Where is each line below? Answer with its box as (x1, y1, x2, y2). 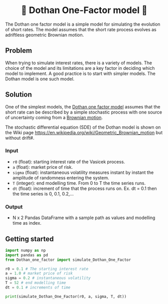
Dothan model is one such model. (5, 75, 75, 82)
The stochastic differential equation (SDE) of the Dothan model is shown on (5, 124, 161, 130)
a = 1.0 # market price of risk (5, 271, 73, 276)
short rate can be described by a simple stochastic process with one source (5, 109, 162, 115)
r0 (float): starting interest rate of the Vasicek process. (12, 158, 125, 165)
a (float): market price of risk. (12, 164, 73, 170)
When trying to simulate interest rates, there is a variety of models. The (5, 60, 152, 66)
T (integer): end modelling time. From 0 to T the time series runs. (12, 180, 146, 186)
